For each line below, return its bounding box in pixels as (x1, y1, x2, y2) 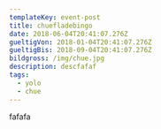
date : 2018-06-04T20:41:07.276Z (9, 29, 128, 38)
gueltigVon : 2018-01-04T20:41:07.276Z (9, 37, 152, 47)
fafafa (9, 111, 31, 122)
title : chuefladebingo (9, 21, 93, 30)
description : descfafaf (9, 63, 97, 72)
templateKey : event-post (9, 12, 101, 22)
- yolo (17, 79, 42, 87)
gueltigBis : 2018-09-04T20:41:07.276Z (9, 46, 152, 55)
